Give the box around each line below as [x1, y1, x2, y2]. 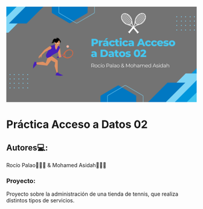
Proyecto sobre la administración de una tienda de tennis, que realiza [6, 190, 179, 197]
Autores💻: [6, 142, 48, 153]
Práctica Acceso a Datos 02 [6, 118, 148, 131]
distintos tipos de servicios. [6, 197, 75, 204]
